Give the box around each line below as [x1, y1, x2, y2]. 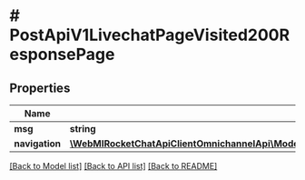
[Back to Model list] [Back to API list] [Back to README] [9, 161, 218, 171]
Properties [9, 80, 71, 95]
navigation [14, 137, 62, 150]
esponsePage [9, 45, 115, 65]
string [69, 123, 97, 135]
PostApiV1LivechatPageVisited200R [9, 25, 290, 45]
